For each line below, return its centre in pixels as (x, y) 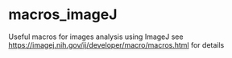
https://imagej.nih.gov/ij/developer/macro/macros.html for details (116, 44)
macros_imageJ (63, 15)
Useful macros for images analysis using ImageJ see (96, 37)
